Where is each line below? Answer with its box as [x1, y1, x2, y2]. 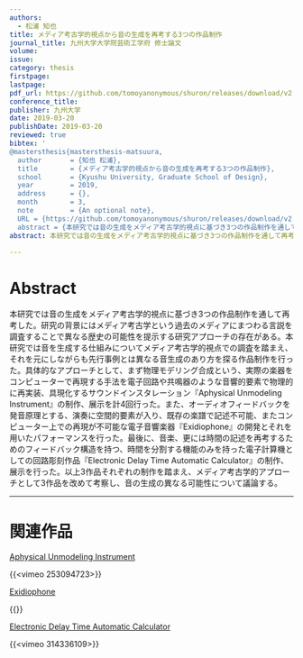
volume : [9, 47, 39, 56]
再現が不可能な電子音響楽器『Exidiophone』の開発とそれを [71, 421, 293, 433]
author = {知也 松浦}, [17, 155, 122, 165]
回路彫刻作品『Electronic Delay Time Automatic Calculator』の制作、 [32, 455, 289, 466]
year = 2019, [17, 181, 99, 190]
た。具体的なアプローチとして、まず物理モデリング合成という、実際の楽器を [9, 365, 293, 376]
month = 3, [17, 197, 87, 207]
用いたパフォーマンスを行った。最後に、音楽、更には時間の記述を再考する [9, 433, 286, 443]
